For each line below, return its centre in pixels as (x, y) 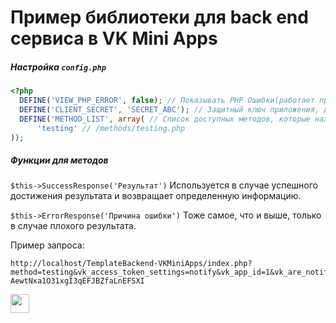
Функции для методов (59, 160)
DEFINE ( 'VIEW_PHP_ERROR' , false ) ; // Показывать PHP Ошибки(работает (167, 101)
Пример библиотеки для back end (159, 17)
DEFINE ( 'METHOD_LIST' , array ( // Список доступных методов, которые (165, 119)
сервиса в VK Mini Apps (114, 38)
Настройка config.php (58, 67)
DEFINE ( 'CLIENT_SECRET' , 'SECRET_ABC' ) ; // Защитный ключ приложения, (169, 109)
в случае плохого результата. (73, 226)
